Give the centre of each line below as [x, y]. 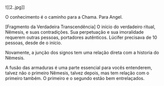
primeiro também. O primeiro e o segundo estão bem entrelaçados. [75, 78]
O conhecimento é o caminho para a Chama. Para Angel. [64, 17]
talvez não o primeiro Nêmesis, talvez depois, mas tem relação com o [77, 73]
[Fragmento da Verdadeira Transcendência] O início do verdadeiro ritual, [80, 27]
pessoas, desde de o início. [33, 43]
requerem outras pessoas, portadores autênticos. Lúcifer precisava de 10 [81, 37]
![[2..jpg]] [15, 7]
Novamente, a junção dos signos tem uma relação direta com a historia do [82, 53]
